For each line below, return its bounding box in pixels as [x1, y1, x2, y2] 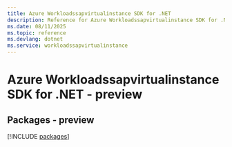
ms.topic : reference [7, 29, 67, 37]
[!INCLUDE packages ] [7, 133, 70, 140]
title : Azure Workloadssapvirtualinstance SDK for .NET [7, 10, 171, 17]
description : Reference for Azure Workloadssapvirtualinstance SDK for [7, 17, 217, 23]
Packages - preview [7, 114, 95, 126]
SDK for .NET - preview [7, 87, 143, 102]
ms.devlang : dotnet [7, 36, 64, 43]
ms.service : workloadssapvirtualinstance [7, 42, 128, 49]
